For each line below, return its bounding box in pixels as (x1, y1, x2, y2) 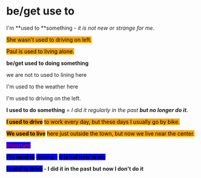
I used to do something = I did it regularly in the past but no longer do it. (6, 106, 189, 113)
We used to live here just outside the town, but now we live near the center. (6, 130, 195, 137)
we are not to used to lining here (6, 71, 87, 78)
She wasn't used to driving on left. (6, 36, 92, 43)
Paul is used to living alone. (6, 47, 74, 55)
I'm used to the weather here (6, 83, 79, 90)
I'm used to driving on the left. (6, 94, 82, 102)
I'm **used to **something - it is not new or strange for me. (6, 24, 155, 31)
